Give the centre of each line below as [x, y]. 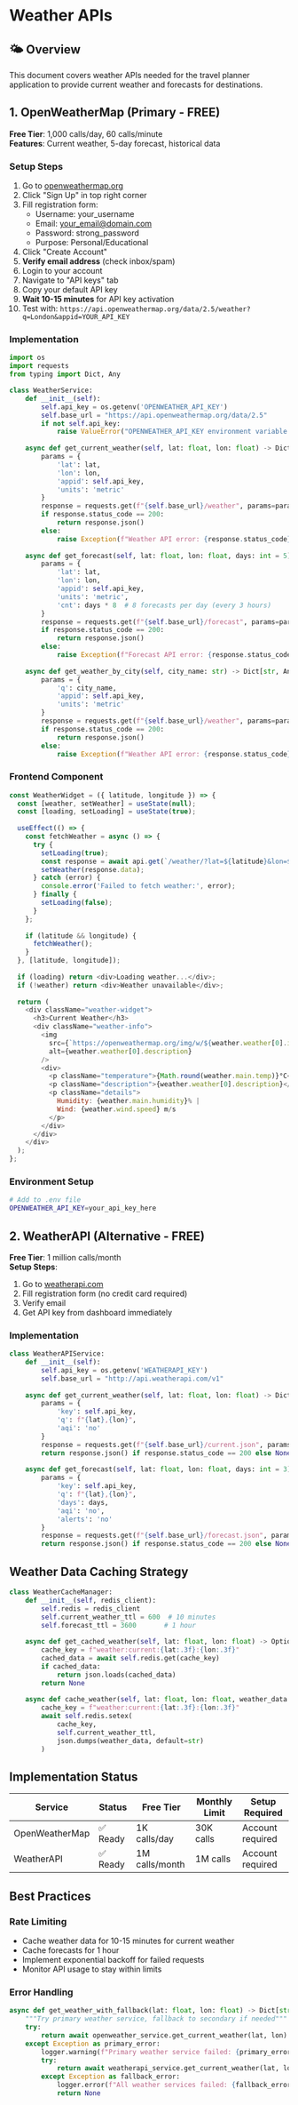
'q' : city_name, [86, 688]
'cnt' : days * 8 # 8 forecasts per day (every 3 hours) [164, 605]
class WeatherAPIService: [57, 1354]
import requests [39, 366]
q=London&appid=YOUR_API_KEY [76, 317]
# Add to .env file [45, 1200]
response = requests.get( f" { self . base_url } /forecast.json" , [154, 1536]
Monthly [215, 1802]
